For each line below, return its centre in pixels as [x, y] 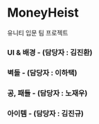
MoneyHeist [43, 13]
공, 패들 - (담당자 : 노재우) [47, 93]
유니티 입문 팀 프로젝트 [38, 33]
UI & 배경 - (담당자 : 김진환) [50, 52]
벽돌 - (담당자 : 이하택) [42, 73]
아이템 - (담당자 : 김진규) [46, 114]
